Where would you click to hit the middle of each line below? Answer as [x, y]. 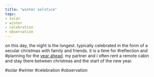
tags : [10, 14]
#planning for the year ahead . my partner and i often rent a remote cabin [77, 56]
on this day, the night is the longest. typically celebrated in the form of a [77, 45]
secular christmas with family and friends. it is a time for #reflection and [77, 51]
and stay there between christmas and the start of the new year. [69, 61]
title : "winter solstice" [31, 9]
